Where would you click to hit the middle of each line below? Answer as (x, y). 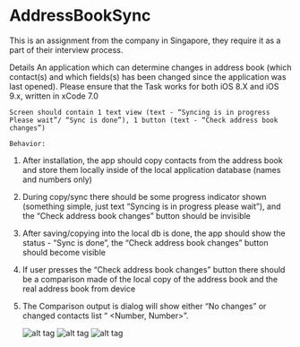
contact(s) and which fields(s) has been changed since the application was (148, 76)
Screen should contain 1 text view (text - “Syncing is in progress (140, 112)
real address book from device (79, 289)
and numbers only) (57, 179)
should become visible (64, 252)
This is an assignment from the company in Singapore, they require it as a (145, 40)
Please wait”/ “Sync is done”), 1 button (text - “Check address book (144, 120)
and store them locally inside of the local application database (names (151, 169)
